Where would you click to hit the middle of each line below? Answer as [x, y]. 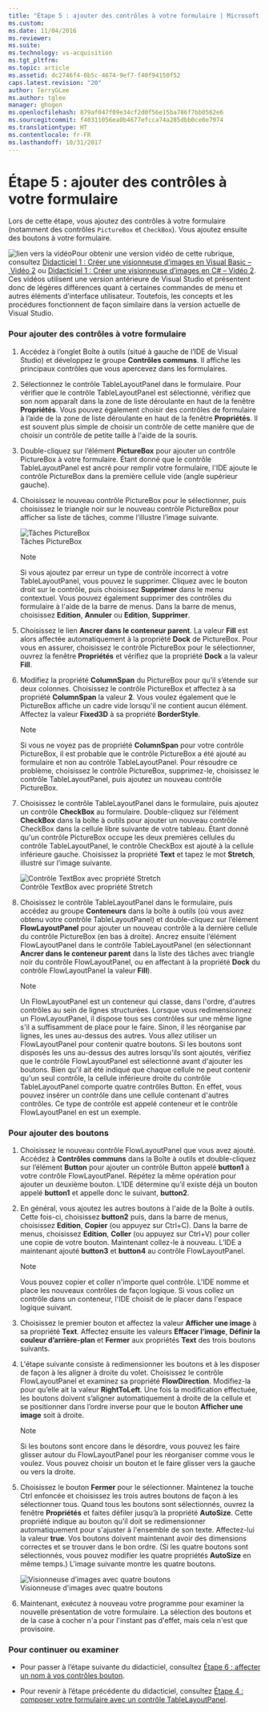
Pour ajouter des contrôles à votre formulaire [97, 334]
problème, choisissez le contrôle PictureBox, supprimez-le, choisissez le [139, 771]
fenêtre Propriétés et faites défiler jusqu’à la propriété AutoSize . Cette [137, 1513]
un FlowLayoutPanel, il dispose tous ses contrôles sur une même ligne [136, 1018]
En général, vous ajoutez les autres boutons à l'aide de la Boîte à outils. [137, 1208]
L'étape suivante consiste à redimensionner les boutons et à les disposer [140, 1364]
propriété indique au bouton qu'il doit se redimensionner [112, 1521]
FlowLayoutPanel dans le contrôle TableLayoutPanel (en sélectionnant [135, 945]
